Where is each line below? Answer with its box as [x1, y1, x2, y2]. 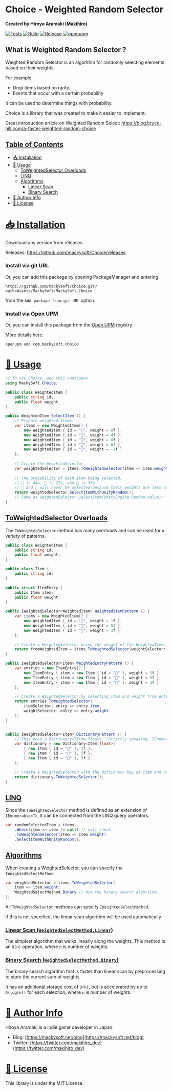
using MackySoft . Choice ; [5, 380, 58, 386]
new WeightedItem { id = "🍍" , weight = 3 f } [24, 628, 120, 633]
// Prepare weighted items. [14, 418, 74, 424]
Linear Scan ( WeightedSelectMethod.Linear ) [5, 926, 114, 934]
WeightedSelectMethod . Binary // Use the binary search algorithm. [14, 889, 159, 895]
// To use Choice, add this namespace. [5, 376, 91, 381]
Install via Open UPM [5, 310, 58, 317]
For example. [5, 75, 33, 81]
